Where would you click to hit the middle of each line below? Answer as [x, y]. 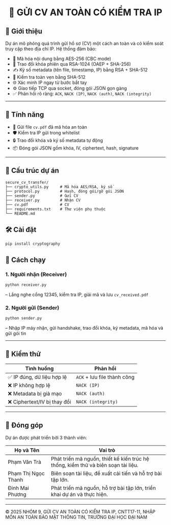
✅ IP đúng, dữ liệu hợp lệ [37, 377]
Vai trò [107, 450]
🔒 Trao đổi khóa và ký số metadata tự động [58, 140]
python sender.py [24, 318]
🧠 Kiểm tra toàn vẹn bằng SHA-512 [49, 77]
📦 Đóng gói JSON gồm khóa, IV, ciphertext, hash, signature [76, 148]
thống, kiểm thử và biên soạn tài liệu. [94, 465]
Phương [17, 494]
